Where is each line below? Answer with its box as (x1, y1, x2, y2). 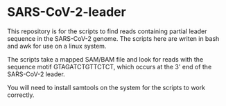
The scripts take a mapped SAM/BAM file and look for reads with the (7, 55, 204, 63)
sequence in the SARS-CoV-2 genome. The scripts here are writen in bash (7, 34, 220, 42)
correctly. (7, 91, 35, 99)
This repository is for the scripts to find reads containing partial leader (7, 27, 207, 35)
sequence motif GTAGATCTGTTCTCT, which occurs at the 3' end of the (7, 62, 212, 71)
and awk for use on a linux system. (7, 42, 107, 50)
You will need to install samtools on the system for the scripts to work (7, 83, 206, 91)
